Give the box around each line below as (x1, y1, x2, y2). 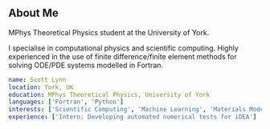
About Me (8, 6, 59, 20)
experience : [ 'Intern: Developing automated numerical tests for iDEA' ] (8, 113, 257, 121)
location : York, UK (8, 83, 74, 91)
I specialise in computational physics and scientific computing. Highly (8, 43, 239, 53)
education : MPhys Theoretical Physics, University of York (8, 91, 211, 99)
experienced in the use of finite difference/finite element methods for (8, 51, 237, 61)
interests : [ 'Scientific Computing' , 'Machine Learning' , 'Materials (8, 106, 247, 114)
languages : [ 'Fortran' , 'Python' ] (8, 98, 125, 107)
